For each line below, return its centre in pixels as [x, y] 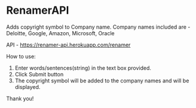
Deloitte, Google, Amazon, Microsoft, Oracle [60, 33]
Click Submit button [39, 74]
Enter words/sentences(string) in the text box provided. [83, 68]
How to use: [21, 56]
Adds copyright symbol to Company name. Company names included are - [98, 27]
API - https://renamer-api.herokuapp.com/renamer [68, 45]
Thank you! [20, 98]
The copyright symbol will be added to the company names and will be [102, 81]
